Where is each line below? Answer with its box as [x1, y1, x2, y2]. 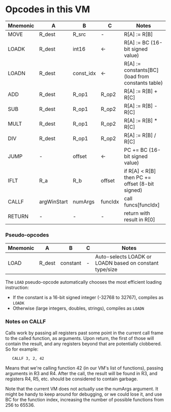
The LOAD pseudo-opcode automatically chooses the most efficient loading [5, 279, 162, 285]
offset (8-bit [124, 180, 154, 187]
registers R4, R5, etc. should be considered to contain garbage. [5, 376, 138, 382]
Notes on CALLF [5, 318, 46, 325]
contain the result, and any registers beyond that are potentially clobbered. [5, 340, 162, 347]
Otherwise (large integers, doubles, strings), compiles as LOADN [12, 305, 145, 311]
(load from [124, 73, 149, 80]
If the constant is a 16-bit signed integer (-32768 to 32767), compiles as [12, 294, 164, 301]
